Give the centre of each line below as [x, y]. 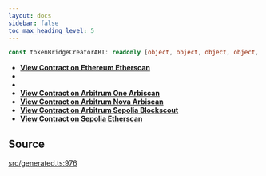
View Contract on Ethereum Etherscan [85, 68]
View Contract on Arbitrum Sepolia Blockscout [99, 110]
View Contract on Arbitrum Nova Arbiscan [91, 102]
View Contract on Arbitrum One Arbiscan [89, 94]
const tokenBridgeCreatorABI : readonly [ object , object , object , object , [134, 53]
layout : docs [30, 16]
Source [27, 144]
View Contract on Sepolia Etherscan [81, 119]
